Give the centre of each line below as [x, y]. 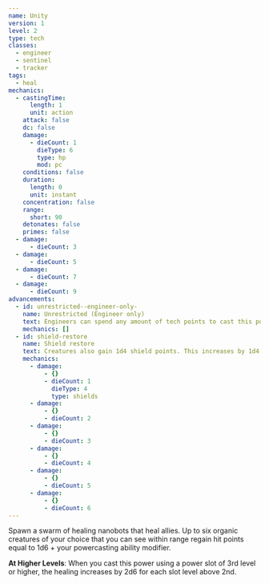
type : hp [52, 157]
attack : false [46, 120]
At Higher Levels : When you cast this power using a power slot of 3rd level [132, 563]
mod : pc [50, 165]
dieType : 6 [55, 150]
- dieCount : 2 [67, 419]
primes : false [46, 232]
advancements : [32, 299]
